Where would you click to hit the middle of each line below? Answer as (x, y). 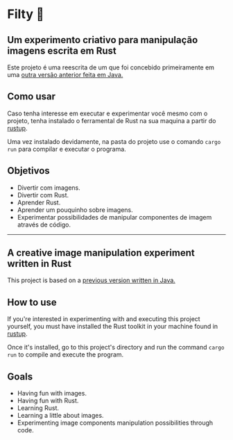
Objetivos (28, 171)
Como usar (32, 97)
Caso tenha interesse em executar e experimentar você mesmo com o (107, 113)
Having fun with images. (52, 393)
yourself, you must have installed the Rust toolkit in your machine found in (113, 327)
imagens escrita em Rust (62, 50)
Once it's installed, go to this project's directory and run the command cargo (116, 348)
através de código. (44, 225)
